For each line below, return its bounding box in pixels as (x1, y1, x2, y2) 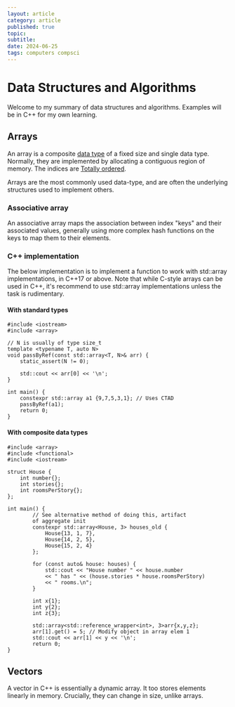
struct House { (7, 468, 52, 475)
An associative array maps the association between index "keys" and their (7, 218, 222, 227)
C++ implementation (7, 251, 79, 260)
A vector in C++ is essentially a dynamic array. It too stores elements (7, 684, 206, 692)
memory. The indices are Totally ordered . (7, 164, 126, 173)
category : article (7, 17, 61, 24)
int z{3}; (32, 609, 61, 616)
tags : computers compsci (7, 50, 80, 57)
